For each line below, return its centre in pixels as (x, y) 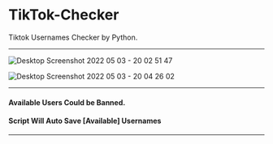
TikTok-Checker (64, 15)
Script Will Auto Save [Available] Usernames (85, 121)
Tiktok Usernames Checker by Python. (73, 37)
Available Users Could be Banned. (67, 102)
